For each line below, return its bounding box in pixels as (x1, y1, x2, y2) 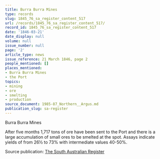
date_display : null (5, 34, 45, 39)
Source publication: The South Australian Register (5, 148, 105, 154)
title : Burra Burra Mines (5, 7, 57, 12)
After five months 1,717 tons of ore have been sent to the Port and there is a (5, 129, 156, 135)
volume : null (5, 39, 32, 44)
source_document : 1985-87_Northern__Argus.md (5, 102, 98, 107)
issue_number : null (5, 43, 45, 48)
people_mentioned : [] (5, 61, 49, 66)
